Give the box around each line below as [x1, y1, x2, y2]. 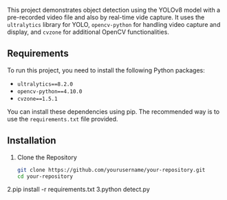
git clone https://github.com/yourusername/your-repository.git [17, 166, 206, 173]
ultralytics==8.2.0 [17, 81, 74, 88]
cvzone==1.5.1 [17, 95, 58, 102]
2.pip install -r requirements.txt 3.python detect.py [7, 186, 150, 194]
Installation [7, 134, 56, 147]
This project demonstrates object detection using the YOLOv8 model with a [7, 6, 221, 14]
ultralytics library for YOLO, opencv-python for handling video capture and [7, 21, 221, 28]
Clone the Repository [17, 153, 78, 161]
